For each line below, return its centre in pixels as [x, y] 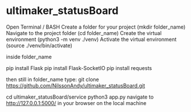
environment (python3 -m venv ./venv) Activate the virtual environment [91, 39]
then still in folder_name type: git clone [52, 79]
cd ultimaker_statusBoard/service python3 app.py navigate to [80, 97]
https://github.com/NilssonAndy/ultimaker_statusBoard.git [76, 85]
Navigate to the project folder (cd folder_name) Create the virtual [84, 33]
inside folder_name [29, 57]
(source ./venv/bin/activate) [39, 45]
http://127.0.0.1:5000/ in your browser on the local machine [76, 103]
